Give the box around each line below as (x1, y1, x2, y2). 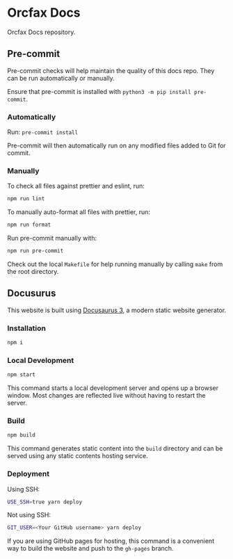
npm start (7, 371, 36, 378)
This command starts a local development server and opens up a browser (7, 384, 219, 392)
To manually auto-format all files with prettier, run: (7, 208, 151, 216)
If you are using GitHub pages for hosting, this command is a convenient (7, 537, 214, 545)
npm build (7, 432, 36, 439)
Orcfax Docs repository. (7, 28, 76, 36)
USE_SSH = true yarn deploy (7, 499, 82, 505)
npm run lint (7, 195, 45, 202)
